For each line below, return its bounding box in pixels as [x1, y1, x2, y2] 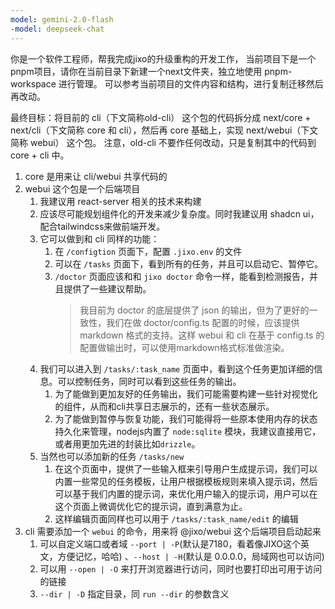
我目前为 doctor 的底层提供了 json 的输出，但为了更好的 [79, 304, 310, 316]
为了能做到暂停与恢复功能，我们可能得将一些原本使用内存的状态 [54, 412, 318, 425]
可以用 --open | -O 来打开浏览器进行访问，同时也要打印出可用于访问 [39, 562, 323, 575]
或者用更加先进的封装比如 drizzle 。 [54, 437, 201, 450]
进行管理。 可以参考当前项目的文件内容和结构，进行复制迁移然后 [58, 77, 324, 90]
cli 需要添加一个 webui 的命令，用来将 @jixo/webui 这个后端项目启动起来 [24, 525, 322, 537]
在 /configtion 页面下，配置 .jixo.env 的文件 [54, 245, 243, 257]
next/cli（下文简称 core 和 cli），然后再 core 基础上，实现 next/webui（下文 [10, 124, 319, 136]
